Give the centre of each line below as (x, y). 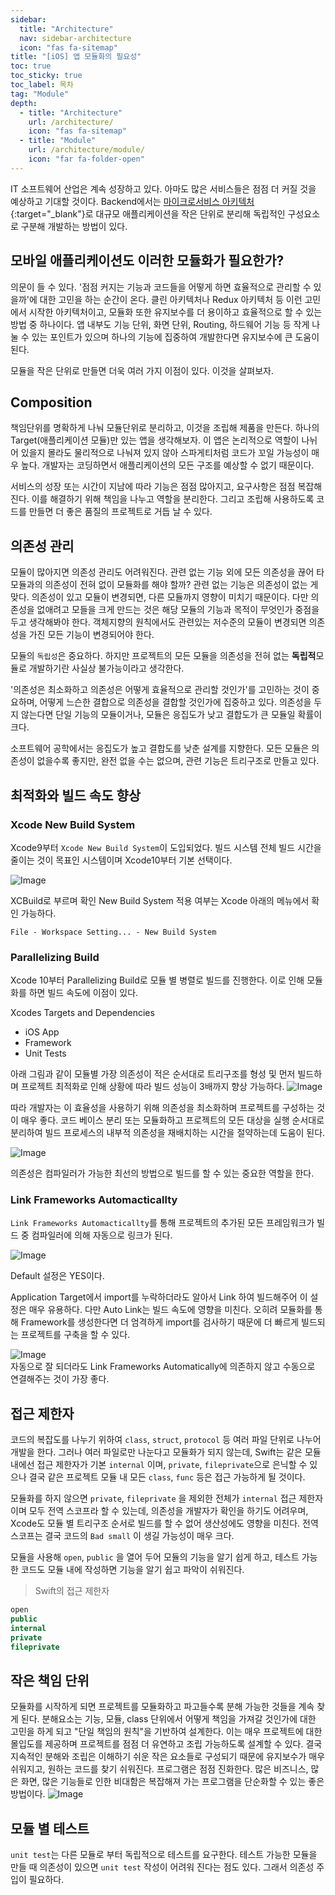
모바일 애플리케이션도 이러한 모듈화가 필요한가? (147, 261)
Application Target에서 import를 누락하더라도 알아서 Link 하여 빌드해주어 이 (159, 1297)
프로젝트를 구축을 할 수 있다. (75, 1335)
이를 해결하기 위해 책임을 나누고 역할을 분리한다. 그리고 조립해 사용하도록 (173, 499)
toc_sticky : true (46, 76)
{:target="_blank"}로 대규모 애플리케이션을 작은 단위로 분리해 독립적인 (148, 213)
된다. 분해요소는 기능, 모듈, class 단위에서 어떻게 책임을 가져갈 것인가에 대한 (168, 1719)
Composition (51, 402)
